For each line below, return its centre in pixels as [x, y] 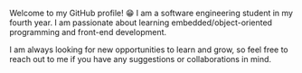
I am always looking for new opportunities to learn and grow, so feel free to [149, 50]
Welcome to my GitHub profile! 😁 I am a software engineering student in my [151, 13]
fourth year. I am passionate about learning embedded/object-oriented [141, 23]
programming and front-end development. [88, 32]
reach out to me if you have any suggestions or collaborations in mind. [141, 59]
